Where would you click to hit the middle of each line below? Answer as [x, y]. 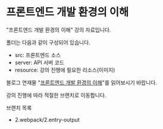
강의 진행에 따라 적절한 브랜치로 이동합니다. [56, 95]
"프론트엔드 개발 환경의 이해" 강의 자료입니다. [59, 30]
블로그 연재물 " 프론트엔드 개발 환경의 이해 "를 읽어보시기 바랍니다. [82, 82]
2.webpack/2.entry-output [47, 119]
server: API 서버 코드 [39, 62]
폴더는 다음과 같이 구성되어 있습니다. [48, 42]
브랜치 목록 [19, 108]
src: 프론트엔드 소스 [38, 55]
